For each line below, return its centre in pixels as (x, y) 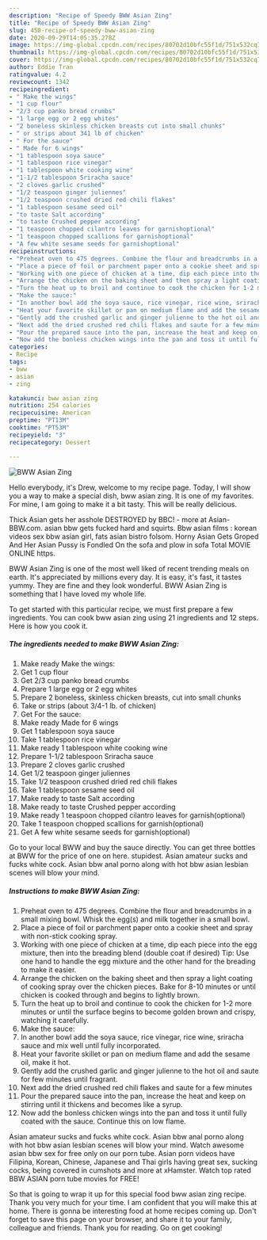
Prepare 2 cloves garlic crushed (72, 765)
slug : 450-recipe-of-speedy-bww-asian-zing (82, 30)
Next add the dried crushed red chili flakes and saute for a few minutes (136, 1088)
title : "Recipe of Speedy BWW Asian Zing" (80, 23)
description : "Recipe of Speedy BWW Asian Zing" (91, 15)
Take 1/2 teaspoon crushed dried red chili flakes (99, 782)
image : (20, 45)
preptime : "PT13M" (39, 421)
